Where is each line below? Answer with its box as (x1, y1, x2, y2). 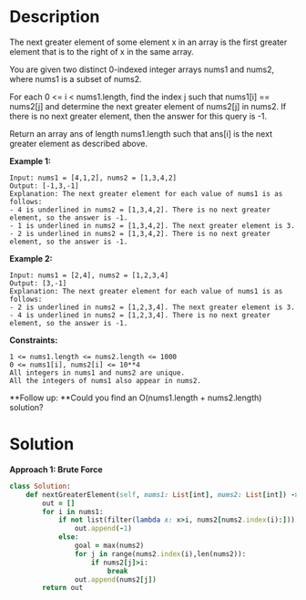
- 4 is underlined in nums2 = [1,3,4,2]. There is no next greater (9, 205, 271, 214)
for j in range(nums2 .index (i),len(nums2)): (74, 549, 247, 558)
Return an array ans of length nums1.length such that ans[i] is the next (9, 128, 273, 139)
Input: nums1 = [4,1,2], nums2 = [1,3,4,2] (9, 173, 178, 182)
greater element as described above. (9, 138, 148, 149)
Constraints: (9, 335, 58, 346)
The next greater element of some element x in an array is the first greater (9, 36, 288, 47)
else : (57, 533, 79, 542)
